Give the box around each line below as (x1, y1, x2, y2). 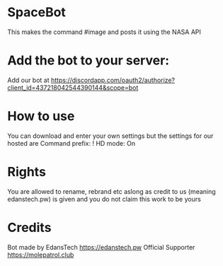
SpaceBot (7, 4, 66, 21)
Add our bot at (7, 76, 50, 84)
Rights (7, 164, 46, 180)
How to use (7, 108, 75, 125)
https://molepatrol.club (7, 250, 74, 259)
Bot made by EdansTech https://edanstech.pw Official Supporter (7, 243, 195, 251)
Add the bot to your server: (7, 52, 170, 69)
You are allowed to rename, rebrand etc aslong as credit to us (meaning (7, 187, 216, 195)
